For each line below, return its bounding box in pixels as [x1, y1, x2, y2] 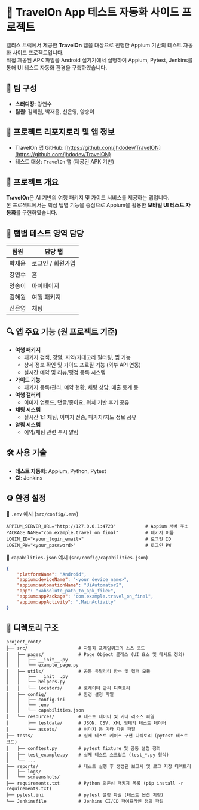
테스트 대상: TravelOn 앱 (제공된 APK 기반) [14, 158, 115, 165]
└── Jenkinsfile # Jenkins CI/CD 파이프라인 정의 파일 [6, 799, 164, 805]
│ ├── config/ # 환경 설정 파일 [6, 692, 114, 698]
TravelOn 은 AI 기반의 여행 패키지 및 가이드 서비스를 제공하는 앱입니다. [6, 194, 170, 201]
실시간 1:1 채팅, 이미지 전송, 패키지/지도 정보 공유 [23, 414, 137, 420]
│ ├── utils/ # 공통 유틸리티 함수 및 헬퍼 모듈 [6, 669, 151, 675]
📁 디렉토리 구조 [6, 623, 59, 633]
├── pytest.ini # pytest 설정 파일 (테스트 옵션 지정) [6, 792, 164, 798]
